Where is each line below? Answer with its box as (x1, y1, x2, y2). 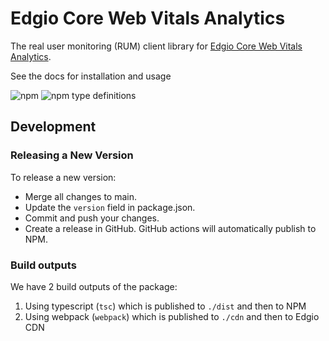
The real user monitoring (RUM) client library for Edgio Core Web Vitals (10, 40, 303, 52)
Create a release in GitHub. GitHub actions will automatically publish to (24, 222, 317, 234)
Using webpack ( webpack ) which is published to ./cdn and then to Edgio (24, 310, 320, 322)
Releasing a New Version (10, 148, 134, 162)
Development (10, 118, 97, 136)
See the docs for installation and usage (10, 70, 172, 82)
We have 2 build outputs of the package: (10, 280, 178, 292)
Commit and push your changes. (24, 212, 160, 224)
